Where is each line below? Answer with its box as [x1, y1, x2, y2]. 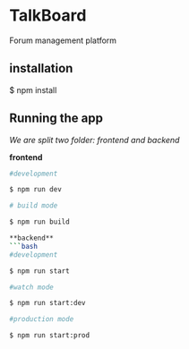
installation [9, 61, 73, 76]
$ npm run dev [9, 185, 63, 194]
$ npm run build [9, 217, 70, 226]
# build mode [9, 201, 58, 210]
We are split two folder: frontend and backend [9, 134, 180, 145]
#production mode [9, 315, 74, 324]
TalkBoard [9, 5, 87, 26]
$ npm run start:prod [9, 331, 90, 340]
